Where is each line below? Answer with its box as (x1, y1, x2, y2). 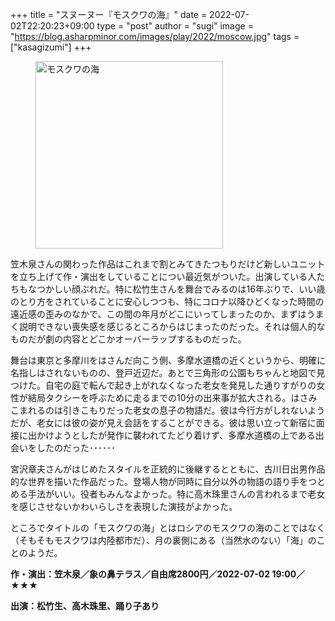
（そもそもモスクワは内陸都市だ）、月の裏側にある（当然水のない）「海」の (10, 534, 317, 546)
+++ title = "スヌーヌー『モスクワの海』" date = (10, 9, 208, 20)
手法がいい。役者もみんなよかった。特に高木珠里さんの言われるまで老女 (27, 488, 326, 500)
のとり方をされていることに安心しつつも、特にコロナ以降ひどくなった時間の (10, 296, 325, 307)
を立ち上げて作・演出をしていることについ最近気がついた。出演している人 (10, 271, 317, 282)
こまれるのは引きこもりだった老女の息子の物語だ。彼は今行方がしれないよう (10, 404, 326, 416)
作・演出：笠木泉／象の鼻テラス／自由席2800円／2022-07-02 (10, 568, 271, 580)
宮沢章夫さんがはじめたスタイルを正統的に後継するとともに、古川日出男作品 (10, 463, 326, 475)
